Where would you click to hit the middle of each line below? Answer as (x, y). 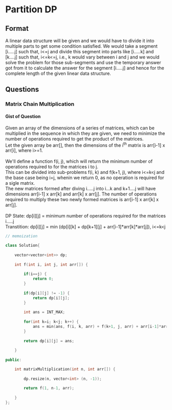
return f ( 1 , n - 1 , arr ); (49, 388)
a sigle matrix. (20, 183)
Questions (22, 90)
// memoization (21, 236)
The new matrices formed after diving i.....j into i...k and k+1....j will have (81, 189)
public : (14, 360)
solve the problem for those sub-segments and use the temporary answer (83, 62)
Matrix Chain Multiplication (40, 104)
